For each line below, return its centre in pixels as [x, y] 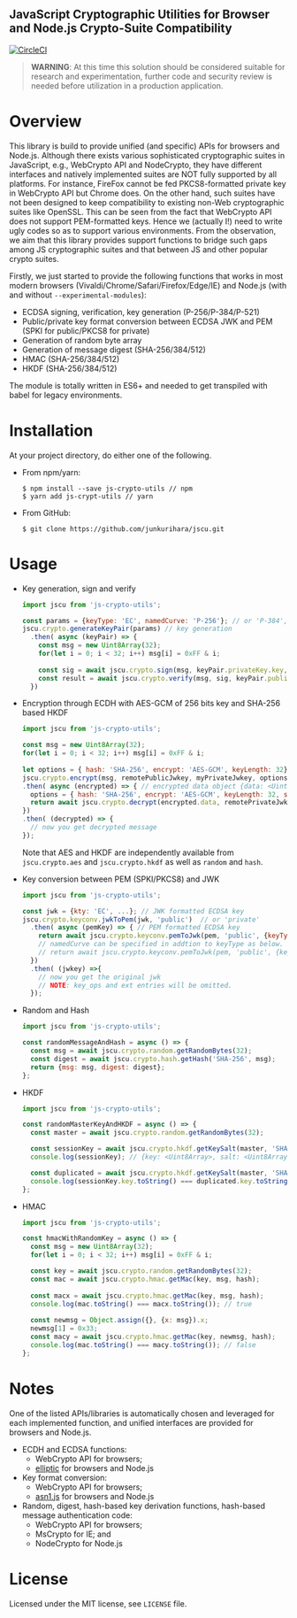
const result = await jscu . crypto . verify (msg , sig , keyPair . [153, 678]
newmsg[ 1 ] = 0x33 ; [64, 1329]
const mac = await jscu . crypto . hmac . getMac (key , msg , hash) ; [145, 1279]
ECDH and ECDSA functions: [74, 1449]
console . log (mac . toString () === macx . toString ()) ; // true [141, 1304]
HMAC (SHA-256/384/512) [71, 358]
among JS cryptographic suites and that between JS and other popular [138, 249]
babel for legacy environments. [66, 395]
